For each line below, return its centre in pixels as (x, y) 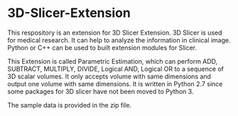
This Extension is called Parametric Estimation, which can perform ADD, (113, 61)
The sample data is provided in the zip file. (70, 105)
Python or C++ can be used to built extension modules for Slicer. (102, 47)
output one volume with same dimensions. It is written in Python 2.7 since (115, 83)
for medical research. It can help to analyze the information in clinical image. (119, 40)
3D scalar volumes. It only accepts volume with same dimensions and (109, 76)
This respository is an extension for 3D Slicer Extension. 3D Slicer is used (115, 33)
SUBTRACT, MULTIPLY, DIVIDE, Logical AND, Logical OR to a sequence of (115, 69)
